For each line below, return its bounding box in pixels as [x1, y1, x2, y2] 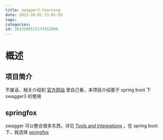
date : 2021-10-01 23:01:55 [5, 12, 63, 17]
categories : [5, 22, 31, 27]
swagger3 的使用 [5, 93, 41, 99]
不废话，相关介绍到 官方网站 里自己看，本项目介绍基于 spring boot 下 [5, 87, 151, 93]
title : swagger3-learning [5, 7, 60, 13]
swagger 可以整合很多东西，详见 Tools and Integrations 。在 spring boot [5, 123, 158, 129]
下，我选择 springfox [5, 129, 50, 135]
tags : [5, 17, 17, 22]
